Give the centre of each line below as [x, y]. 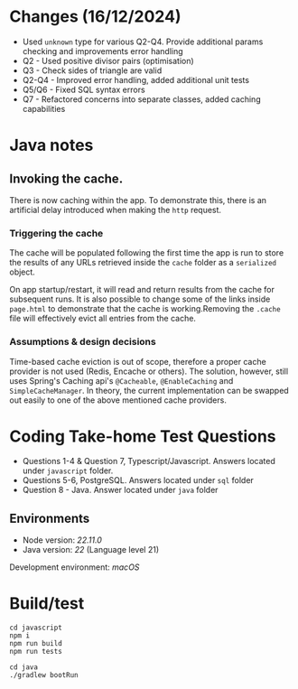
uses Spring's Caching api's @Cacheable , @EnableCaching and [121, 380]
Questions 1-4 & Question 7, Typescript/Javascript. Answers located [149, 461]
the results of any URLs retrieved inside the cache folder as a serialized [143, 263]
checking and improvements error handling [102, 51]
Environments [50, 518]
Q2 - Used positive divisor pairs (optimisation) [108, 61]
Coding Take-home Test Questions [143, 436]
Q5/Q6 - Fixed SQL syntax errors [84, 89]
